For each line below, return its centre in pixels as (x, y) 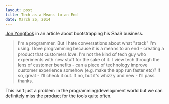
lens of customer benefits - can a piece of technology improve (82, 65)
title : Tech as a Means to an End (42, 15)
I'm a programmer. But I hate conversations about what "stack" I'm (87, 43)
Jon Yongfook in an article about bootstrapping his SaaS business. (74, 34)
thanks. (25, 81)
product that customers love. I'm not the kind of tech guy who (82, 54)
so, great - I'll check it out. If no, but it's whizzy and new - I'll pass (86, 76)
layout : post (19, 10)
